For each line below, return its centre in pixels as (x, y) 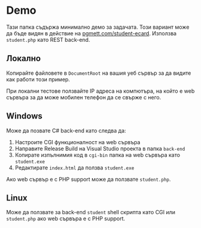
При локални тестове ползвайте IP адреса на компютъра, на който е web (100, 91)
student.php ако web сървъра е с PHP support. (66, 218)
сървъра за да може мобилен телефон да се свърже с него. (84, 97)
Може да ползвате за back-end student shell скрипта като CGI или (91, 212)
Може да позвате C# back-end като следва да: (66, 130)
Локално (23, 58)
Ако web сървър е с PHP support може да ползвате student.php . (88, 179)
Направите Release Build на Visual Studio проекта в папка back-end (100, 148)
